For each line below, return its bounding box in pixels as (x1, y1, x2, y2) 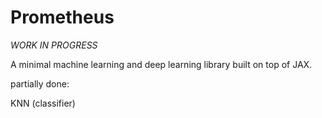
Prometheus (10, 6, 115, 29)
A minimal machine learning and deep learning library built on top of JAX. (10, 58, 313, 70)
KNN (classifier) (10, 97, 76, 109)
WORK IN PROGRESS (10, 39, 98, 51)
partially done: (10, 77, 70, 90)
